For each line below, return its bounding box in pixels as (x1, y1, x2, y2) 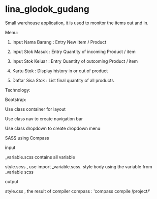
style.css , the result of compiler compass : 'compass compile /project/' (5, 188, 151, 194)
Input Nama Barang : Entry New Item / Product (12, 39, 107, 45)
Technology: (5, 87, 31, 93)
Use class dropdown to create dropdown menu (5, 125, 101, 131)
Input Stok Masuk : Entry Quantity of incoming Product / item (12, 49, 136, 54)
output (5, 178, 19, 184)
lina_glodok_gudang (5, 3, 90, 15)
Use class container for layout (5, 106, 66, 112)
